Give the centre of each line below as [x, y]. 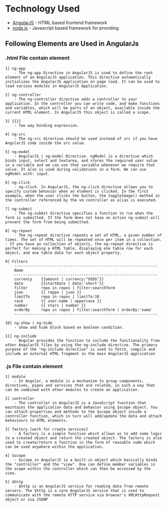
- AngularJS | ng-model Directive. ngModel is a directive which [84, 156]
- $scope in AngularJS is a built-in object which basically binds [86, 460]
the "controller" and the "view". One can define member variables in [80, 464]
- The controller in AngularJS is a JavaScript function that [80, 403]
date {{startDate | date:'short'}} [59, 283]
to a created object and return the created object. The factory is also [84, 438]
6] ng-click [17, 183]
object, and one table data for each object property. [63, 253]
